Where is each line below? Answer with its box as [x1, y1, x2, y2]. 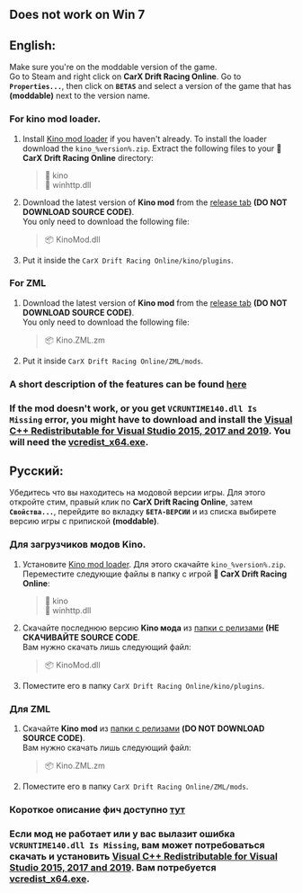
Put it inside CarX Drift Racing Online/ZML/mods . [22, 355, 204, 366]
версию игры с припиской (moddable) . [9, 516, 160, 527]
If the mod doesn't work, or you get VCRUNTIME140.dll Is [9, 402, 258, 415]
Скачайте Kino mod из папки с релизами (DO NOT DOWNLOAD [22, 723, 265, 734]
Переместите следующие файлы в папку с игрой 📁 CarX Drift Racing [22, 568, 288, 579]
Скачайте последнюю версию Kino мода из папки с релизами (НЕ [22, 622, 280, 633]
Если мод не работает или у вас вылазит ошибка [9, 827, 235, 840]
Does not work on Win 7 [9, 7, 146, 22]
